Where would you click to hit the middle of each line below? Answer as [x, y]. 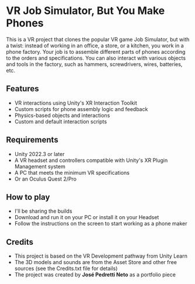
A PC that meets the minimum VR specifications [72, 172]
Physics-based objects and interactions [62, 115]
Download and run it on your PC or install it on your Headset [87, 217]
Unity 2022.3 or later [39, 154]
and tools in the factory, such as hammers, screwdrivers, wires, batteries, [94, 64]
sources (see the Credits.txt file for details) [66, 269]
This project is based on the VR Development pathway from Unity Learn [101, 256]
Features [22, 89]
